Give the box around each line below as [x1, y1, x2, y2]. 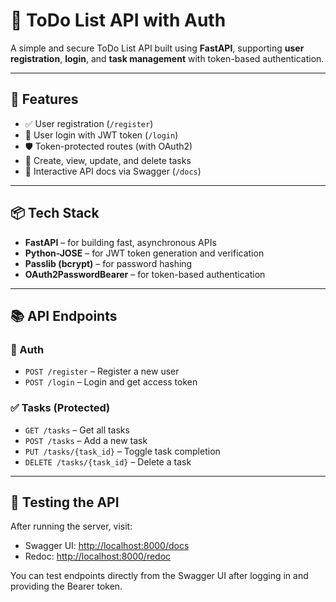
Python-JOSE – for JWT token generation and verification [24, 247, 265, 259]
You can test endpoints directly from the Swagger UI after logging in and [10, 570, 309, 582]
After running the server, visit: [10, 520, 133, 533]
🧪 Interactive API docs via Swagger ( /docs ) [24, 165, 202, 177]
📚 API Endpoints [10, 307, 118, 324]
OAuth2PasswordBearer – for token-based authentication [24, 268, 266, 280]
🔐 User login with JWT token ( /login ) [24, 129, 179, 141]
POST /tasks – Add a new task [24, 434, 148, 446]
